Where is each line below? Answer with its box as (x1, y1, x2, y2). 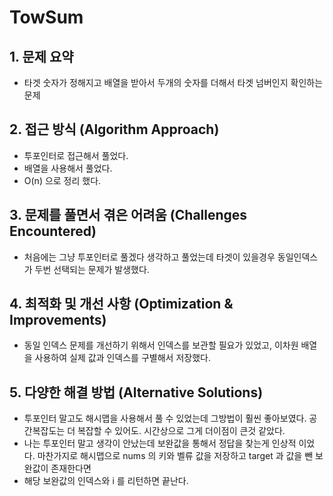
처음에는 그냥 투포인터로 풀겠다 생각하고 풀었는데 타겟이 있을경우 (23, 251, 276, 263)
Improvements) (9, 312, 107, 329)
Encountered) (9, 223, 97, 240)
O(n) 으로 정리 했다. (23, 174, 102, 186)
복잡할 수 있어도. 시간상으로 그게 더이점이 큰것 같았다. (77, 425, 286, 437)
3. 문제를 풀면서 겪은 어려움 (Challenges (9, 207, 248, 224)
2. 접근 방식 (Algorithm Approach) (9, 121, 220, 138)
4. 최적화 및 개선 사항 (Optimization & (9, 296, 234, 313)
